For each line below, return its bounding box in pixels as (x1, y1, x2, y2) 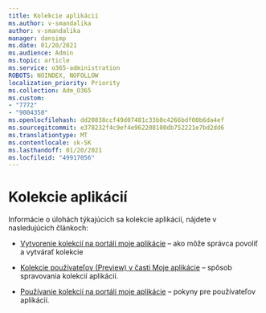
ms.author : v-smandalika (8, 19, 92, 27)
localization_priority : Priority (8, 79, 121, 87)
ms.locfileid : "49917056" (8, 153, 95, 161)
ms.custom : (8, 94, 45, 102)
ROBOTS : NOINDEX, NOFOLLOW (8, 71, 99, 79)
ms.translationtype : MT (8, 131, 88, 139)
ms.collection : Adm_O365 (8, 86, 92, 95)
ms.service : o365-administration (8, 64, 121, 72)
